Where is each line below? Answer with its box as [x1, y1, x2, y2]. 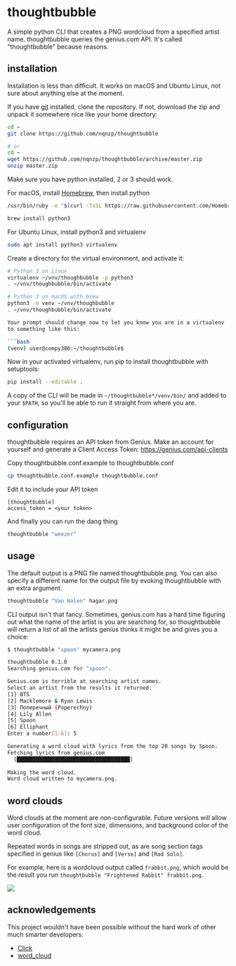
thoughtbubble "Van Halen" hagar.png [7, 597, 118, 604]
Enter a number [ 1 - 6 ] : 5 [7, 730, 77, 738]
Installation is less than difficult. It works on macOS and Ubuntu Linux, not [7, 81, 221, 90]
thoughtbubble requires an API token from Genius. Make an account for [7, 438, 214, 446]
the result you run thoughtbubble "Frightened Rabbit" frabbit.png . [7, 870, 204, 879]
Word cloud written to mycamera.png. [7, 776, 118, 783]
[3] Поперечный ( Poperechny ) [7, 704, 93, 711]
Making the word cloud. [7, 769, 77, 776]
